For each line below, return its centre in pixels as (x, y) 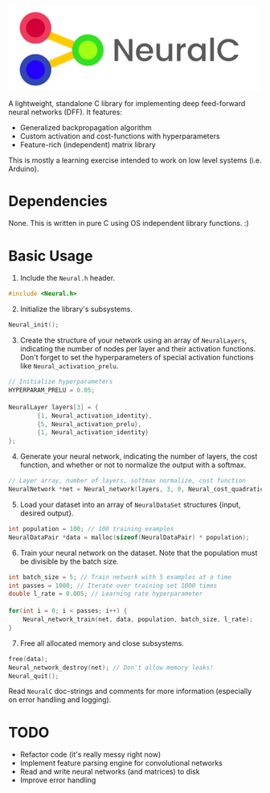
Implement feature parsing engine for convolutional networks (121, 763)
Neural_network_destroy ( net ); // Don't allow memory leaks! (111, 668)
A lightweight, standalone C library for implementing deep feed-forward (127, 103)
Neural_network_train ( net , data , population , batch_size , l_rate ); (138, 619)
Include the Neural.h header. (67, 278)
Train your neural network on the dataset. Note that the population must (139, 553)
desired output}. (47, 513)
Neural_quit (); (34, 676)
